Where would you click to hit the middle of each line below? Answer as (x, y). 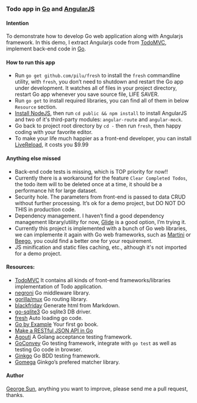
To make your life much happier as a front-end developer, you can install (103, 139)
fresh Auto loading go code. (49, 318)
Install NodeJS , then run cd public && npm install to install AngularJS (101, 113)
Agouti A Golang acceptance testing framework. (73, 337)
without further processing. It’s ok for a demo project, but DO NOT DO (100, 203)
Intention (17, 23)
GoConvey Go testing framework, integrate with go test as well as (96, 343)
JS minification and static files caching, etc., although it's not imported (101, 247)
